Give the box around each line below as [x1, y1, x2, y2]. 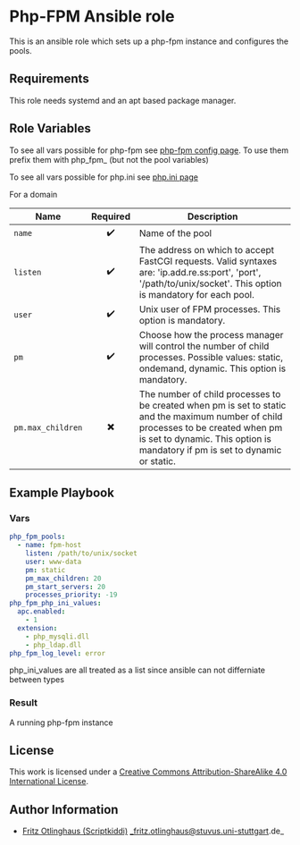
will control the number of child [138, 340, 270, 352]
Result [9, 697, 38, 709]
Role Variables [9, 121, 91, 136]
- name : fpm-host [17, 541, 82, 550]
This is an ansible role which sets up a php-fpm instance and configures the [9, 36, 289, 46]
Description [187, 210, 238, 223]
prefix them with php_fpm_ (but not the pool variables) [9, 154, 210, 165]
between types [9, 674, 65, 685]
